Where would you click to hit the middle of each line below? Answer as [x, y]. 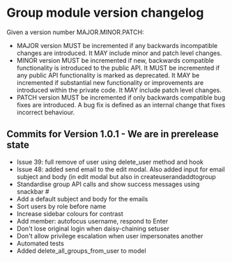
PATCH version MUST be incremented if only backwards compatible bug [121, 97]
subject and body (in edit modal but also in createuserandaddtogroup [116, 176]
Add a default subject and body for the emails [82, 199]
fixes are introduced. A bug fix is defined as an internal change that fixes [121, 105]
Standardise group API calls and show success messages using [108, 184]
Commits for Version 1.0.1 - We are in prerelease [113, 134]
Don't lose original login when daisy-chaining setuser [93, 229]
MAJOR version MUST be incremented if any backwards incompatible [117, 45]
